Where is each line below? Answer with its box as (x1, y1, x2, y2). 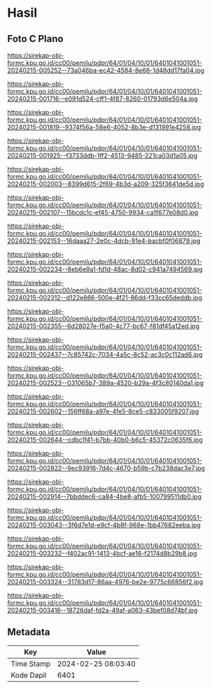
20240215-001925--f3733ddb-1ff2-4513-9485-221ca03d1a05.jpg (7, 152, 198, 159)
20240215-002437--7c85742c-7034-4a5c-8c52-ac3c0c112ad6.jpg (7, 350, 203, 358)
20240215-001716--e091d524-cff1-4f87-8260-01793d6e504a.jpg (7, 94, 198, 103)
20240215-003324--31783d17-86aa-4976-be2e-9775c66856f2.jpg (7, 578, 204, 585)
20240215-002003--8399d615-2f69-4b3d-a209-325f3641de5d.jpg (7, 180, 204, 188)
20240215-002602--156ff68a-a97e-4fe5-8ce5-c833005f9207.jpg (7, 407, 199, 415)
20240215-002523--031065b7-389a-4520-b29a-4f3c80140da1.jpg (7, 379, 204, 387)
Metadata (7, 626, 50, 638)
